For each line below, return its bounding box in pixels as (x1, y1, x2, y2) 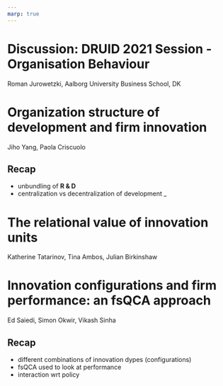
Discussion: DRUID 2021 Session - (7, 40, 212, 57)
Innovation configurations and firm (7, 278, 217, 294)
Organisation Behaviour (7, 56, 150, 72)
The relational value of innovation (7, 214, 209, 230)
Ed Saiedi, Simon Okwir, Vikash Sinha (7, 316, 117, 324)
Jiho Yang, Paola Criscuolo (7, 142, 86, 151)
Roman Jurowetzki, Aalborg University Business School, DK (7, 79, 181, 88)
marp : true (7, 10, 40, 18)
